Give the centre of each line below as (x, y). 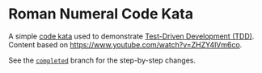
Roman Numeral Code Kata (101, 14)
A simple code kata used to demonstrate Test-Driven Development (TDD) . (131, 36)
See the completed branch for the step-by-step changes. (102, 60)
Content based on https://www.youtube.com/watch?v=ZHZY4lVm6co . (125, 44)
